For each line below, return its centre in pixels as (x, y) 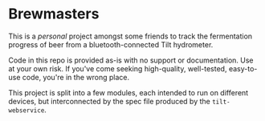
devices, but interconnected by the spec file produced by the (109, 101)
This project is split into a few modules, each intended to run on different (128, 92)
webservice (26, 110)
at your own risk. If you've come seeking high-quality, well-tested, (118, 68)
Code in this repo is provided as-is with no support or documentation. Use (131, 60)
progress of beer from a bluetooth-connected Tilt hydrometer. (111, 44)
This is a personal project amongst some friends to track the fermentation (130, 36)
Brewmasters (54, 14)
